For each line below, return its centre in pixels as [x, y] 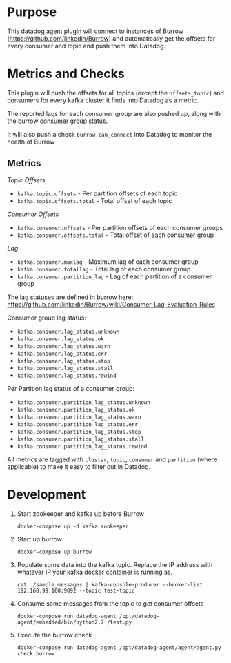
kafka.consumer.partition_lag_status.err [77, 424]
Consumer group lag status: [47, 318]
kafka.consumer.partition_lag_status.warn [79, 417]
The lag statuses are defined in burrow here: [70, 297]
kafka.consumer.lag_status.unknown [68, 331]
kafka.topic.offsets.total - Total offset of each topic [94, 200]
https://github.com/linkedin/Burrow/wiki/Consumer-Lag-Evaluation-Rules [111, 304]
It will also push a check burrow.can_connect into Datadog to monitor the [110, 134]
